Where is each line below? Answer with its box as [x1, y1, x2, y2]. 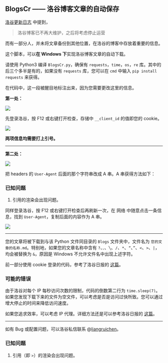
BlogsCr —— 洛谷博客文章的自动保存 [5, 5, 119, 14]
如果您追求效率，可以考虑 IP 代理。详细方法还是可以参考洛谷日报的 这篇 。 [5, 311, 157, 317]
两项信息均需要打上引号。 [5, 135, 58, 141]
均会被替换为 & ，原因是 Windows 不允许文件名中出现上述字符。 [5, 251, 136, 257]
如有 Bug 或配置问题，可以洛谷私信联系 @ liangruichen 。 [5, 326, 121, 332]
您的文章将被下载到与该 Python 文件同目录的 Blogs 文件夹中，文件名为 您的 [5, 238, 158, 244]
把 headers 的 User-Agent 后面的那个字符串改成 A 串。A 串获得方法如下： [5, 171, 156, 177]
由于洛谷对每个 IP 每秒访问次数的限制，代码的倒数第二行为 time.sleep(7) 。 [5, 287, 160, 294]
